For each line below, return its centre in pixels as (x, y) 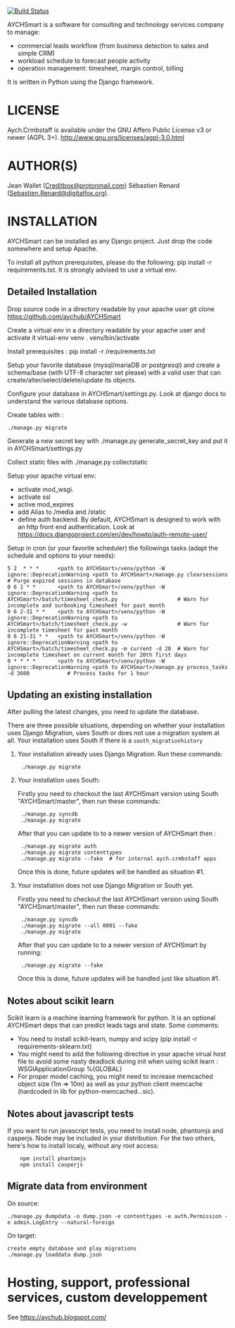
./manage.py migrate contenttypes (71, 853)
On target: (22, 1236)
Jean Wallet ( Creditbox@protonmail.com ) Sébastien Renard (94, 185)
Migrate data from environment (77, 1187)
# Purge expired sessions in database (64, 581)
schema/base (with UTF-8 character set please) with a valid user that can (114, 372)
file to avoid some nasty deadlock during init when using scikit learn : (118, 1061)
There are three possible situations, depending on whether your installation (116, 725)
